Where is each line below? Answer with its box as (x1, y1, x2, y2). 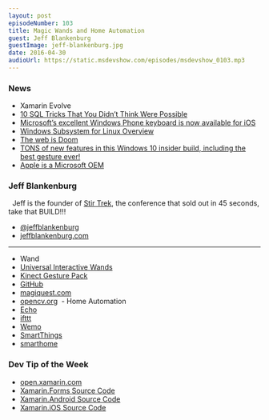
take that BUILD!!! (8, 207, 66, 217)
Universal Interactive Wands (19, 262, 114, 272)
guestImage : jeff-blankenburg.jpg (8, 42, 124, 50)
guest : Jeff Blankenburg (8, 34, 91, 42)
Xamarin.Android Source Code (19, 394, 121, 404)
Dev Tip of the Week (8, 359, 89, 370)
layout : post (8, 11, 52, 20)
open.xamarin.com (19, 377, 82, 386)
